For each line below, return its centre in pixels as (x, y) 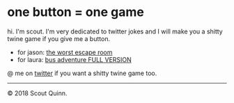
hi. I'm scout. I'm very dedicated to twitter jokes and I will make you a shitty (115, 31)
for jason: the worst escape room (65, 52)
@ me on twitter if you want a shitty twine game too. (82, 73)
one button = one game (76, 12)
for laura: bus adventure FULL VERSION (75, 59)
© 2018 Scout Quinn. (37, 93)
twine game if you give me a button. (58, 38)
